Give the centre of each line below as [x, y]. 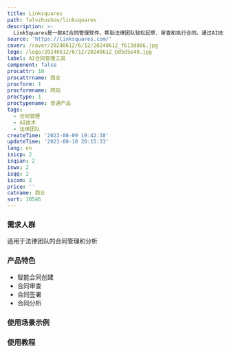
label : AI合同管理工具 [36, 59]
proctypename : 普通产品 [39, 103]
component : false [32, 65]
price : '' [21, 187]
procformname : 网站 [34, 90]
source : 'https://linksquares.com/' [59, 39]
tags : [15, 110]
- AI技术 [25, 122]
